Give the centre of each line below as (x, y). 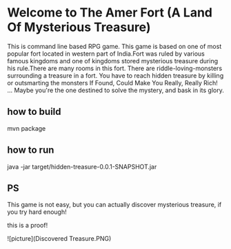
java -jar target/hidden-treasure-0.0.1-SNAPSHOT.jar (82, 166)
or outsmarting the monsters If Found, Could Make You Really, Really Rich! (113, 83)
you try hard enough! (37, 212)
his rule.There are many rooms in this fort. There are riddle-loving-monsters (115, 68)
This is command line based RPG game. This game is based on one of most (114, 46)
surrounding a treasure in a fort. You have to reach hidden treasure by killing (115, 75)
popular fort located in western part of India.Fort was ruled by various (106, 54)
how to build (34, 112)
